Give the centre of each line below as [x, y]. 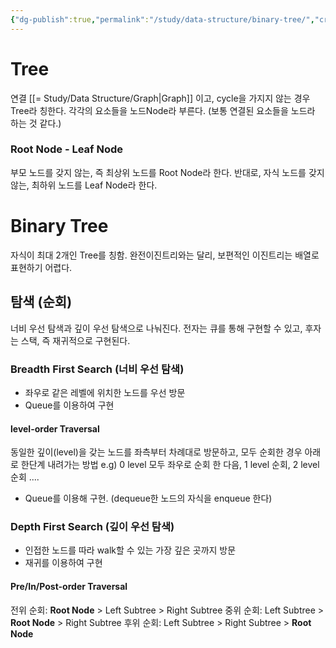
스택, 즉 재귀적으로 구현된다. [75, 340]
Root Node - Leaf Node [67, 149]
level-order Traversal [55, 428]
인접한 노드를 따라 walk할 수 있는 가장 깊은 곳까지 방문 [130, 550]
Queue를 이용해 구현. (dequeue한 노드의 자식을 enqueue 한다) [148, 498]
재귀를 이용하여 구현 [63, 563]
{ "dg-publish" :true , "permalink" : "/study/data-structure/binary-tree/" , [162, 19]
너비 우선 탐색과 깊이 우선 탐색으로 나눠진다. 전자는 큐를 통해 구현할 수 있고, [156, 328]
